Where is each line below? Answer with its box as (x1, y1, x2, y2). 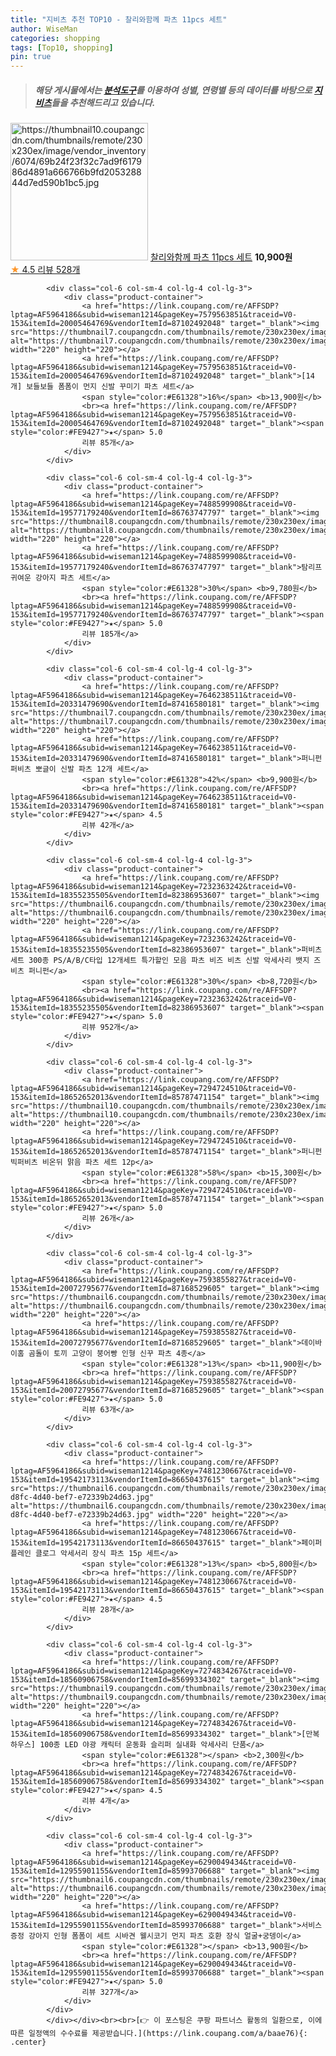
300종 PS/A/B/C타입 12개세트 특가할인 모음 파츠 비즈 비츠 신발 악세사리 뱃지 (28, 956, 310, 966)
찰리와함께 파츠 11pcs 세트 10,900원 (149, 251, 293, 263)
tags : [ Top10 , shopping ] (10, 42, 114, 53)
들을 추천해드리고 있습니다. (51, 96, 156, 108)
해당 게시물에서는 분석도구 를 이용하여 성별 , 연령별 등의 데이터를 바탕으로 (34, 84, 313, 96)
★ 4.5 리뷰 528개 (10, 264, 81, 276)
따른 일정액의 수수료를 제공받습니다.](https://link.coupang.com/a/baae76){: (10, 2029, 308, 2039)
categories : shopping (10, 33, 101, 43)
